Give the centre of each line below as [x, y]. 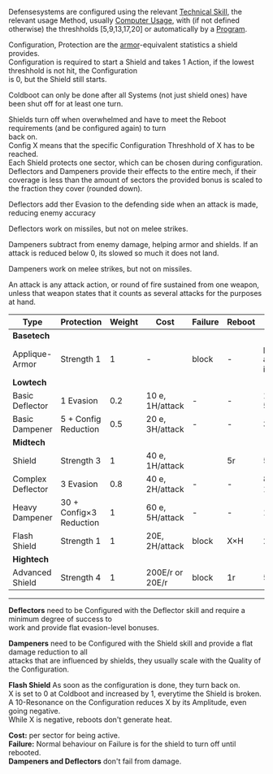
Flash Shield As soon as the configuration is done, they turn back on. [125, 685]
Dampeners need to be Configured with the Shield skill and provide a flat [131, 643]
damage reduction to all [48, 652]
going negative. [35, 711]
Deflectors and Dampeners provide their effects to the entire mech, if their [132, 171]
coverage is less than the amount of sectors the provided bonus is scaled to [135, 180]
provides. [24, 53]
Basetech [31, 335]
